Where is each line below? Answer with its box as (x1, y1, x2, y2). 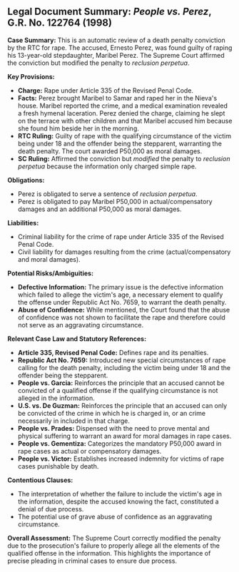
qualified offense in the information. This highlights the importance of (7, 548, 211, 557)
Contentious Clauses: (7, 476, 73, 484)
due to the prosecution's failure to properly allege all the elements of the (7, 541, 220, 550)
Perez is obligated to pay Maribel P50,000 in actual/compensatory (17, 197, 213, 205)
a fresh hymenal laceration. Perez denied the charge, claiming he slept (17, 108, 225, 117)
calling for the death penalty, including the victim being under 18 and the (17, 363, 231, 372)
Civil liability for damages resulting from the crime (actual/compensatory (17, 247, 231, 256)
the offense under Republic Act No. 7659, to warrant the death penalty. (17, 297, 227, 306)
